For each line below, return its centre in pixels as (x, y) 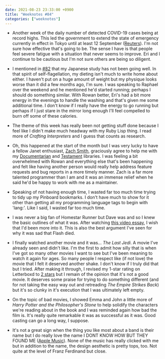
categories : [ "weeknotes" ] (33, 19)
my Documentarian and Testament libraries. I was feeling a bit (75, 156)
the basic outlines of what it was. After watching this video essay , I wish (85, 223)
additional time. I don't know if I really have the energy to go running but (85, 106)
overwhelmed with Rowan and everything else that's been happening (82, 162)
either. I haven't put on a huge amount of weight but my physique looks (84, 79)
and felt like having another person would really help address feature (82, 167)
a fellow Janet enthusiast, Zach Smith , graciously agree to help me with (85, 151)
